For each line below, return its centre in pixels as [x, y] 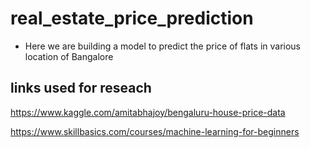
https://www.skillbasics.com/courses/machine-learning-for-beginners [155, 131]
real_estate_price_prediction [132, 18]
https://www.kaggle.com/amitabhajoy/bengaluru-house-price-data [148, 112]
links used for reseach [81, 88]
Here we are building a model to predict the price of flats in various [163, 46]
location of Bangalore [69, 56]
